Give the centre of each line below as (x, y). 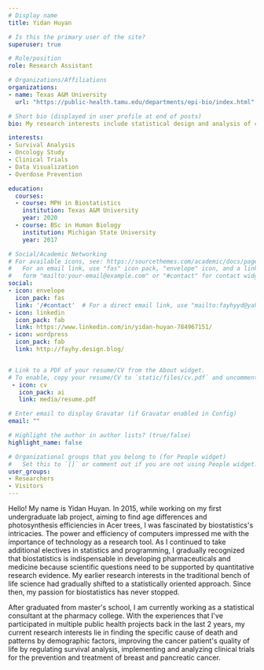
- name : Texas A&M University (58, 94)
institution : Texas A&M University (81, 211)
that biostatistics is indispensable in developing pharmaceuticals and (119, 559)
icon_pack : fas (40, 298)
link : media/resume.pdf (57, 400)
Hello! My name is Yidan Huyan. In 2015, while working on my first (115, 508)
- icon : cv (29, 385)
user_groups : (29, 472)
